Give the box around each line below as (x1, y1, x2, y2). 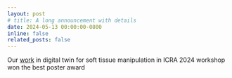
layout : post (7, 10, 46, 18)
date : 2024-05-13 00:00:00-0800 (7, 23, 102, 30)
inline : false (7, 30, 49, 37)
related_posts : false (7, 37, 71, 44)
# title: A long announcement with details (7, 17, 137, 24)
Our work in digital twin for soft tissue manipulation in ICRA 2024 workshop (7, 56, 226, 64)
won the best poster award (7, 63, 86, 72)
